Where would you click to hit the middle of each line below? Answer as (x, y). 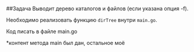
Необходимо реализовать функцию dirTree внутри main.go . (82, 20)
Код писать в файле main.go (42, 31)
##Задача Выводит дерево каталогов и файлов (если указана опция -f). (97, 9)
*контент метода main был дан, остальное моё (66, 43)
